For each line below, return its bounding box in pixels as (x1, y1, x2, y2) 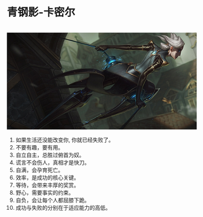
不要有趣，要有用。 (15, 143, 64, 151)
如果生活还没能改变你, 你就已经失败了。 (15, 136, 114, 143)
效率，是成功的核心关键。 (15, 174, 80, 181)
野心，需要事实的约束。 (15, 189, 74, 196)
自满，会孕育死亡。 (15, 166, 64, 174)
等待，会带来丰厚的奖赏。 (15, 181, 80, 189)
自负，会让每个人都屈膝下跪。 (15, 197, 90, 204)
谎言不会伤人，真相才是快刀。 (15, 159, 90, 166)
